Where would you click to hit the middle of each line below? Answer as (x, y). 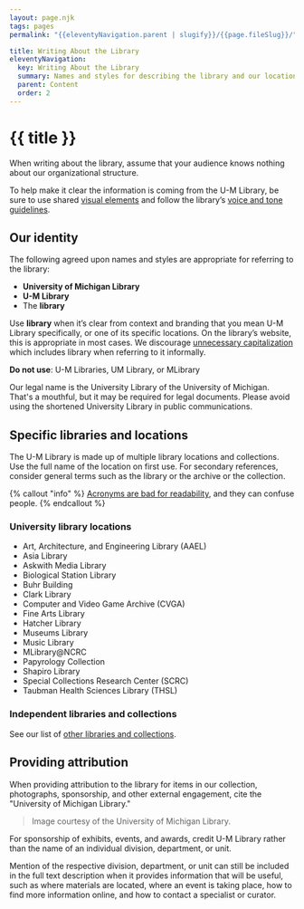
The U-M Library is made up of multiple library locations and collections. (144, 457)
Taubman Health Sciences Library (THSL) (100, 691)
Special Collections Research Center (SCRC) (105, 681)
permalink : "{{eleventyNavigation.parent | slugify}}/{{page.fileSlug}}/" (153, 34)
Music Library (48, 643)
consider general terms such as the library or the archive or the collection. (147, 476)
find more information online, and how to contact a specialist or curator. (143, 895)
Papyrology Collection (64, 662)
